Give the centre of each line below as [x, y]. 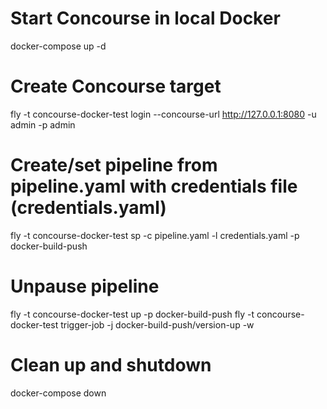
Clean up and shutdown [111, 364]
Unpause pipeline [85, 286]
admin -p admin [43, 124]
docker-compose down [58, 393]
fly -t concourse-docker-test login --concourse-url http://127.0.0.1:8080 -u [163, 114]
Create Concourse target [116, 86]
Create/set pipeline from [114, 165]
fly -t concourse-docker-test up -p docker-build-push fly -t [132, 314]
